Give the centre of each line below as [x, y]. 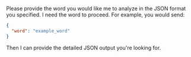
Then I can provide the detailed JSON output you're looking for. [84, 48]
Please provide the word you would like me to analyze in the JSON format [96, 9]
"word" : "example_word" [41, 31]
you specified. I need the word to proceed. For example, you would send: [95, 15]
